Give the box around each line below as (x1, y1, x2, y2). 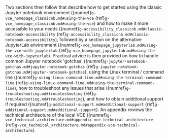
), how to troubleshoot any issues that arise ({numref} (14, 85, 126, 91)
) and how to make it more (93, 20, 149, 26)
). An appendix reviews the (96, 107, 152, 113)
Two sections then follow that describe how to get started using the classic (5, 4, 162, 10)
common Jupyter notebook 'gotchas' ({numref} (5, 58, 105, 64)
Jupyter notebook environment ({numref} (5, 10, 92, 15)
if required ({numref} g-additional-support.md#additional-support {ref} (5, 101, 155, 107)
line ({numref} (5, 74, 35, 80)
